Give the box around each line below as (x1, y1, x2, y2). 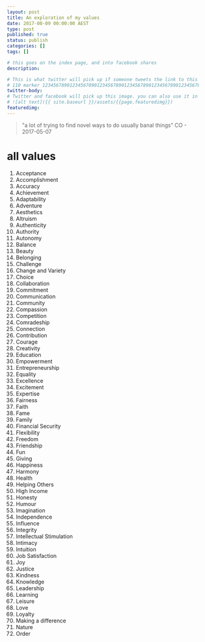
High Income (15, 487, 48, 494)
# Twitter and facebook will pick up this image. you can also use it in (7, 93, 198, 99)
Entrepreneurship (15, 364, 60, 371)
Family (15, 416, 33, 423)
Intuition (15, 546, 36, 553)
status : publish (7, 37, 48, 43)
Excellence (15, 377, 44, 384)
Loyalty (15, 610, 35, 618)
